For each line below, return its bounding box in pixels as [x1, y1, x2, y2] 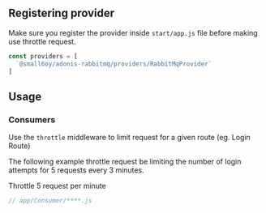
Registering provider [8, 6, 115, 20]
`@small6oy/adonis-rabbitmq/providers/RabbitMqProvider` [15, 60, 212, 68]
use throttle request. [8, 36, 76, 46]
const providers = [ [8, 52, 79, 60]
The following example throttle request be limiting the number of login [8, 157, 242, 167]
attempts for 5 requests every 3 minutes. [8, 165, 144, 175]
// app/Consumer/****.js [8, 197, 92, 205]
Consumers [8, 113, 56, 125]
